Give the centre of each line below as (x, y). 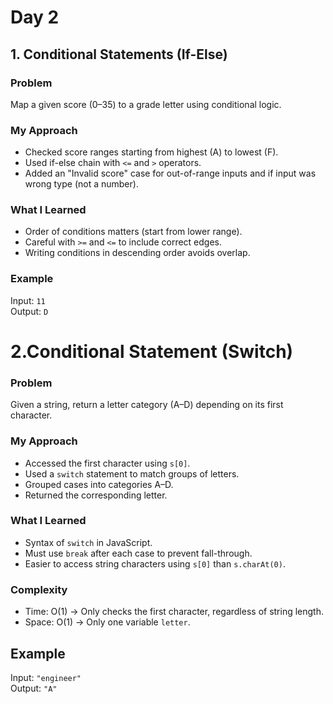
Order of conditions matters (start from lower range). (133, 232)
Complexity (39, 589)
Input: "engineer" (46, 677)
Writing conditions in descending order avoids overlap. (137, 253)
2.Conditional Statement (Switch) (152, 351)
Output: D (29, 311)
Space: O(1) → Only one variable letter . (107, 622)
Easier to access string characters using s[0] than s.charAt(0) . (155, 563)
